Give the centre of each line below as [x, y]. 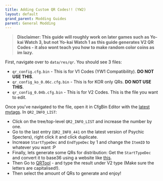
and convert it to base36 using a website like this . [62, 158]
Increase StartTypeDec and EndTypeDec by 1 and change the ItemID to [81, 142]
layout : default [21, 14]
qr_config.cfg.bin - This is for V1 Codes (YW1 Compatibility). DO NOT [83, 72]
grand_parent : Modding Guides [36, 19]
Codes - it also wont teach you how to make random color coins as [86, 47]
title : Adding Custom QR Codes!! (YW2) [46, 10]
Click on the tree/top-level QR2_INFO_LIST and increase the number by [82, 121]
